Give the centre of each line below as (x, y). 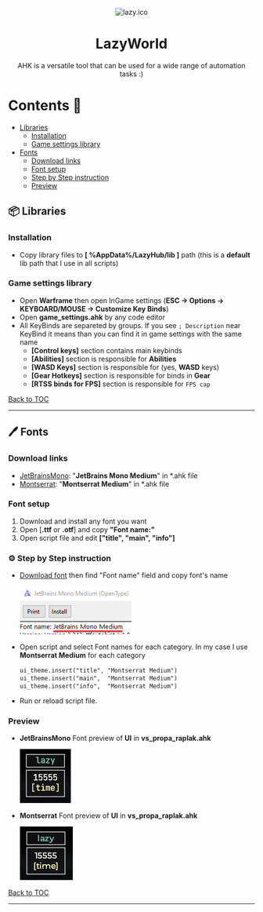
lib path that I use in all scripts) (69, 263)
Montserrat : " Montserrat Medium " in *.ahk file (94, 483)
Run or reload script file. (58, 701)
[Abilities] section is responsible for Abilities (104, 359)
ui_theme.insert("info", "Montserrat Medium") (98, 687)
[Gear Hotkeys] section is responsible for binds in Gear (121, 375)
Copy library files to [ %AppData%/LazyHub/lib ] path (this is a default (135, 254)
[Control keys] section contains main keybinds (106, 350)
